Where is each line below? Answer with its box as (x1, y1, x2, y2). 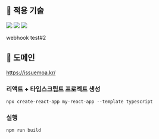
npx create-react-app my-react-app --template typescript (6, 99, 153, 105)
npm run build (6, 127, 42, 134)
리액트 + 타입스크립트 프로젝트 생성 (6, 85, 101, 93)
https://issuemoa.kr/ (6, 69, 56, 76)
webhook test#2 (6, 34, 46, 41)
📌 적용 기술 (6, 5, 45, 16)
